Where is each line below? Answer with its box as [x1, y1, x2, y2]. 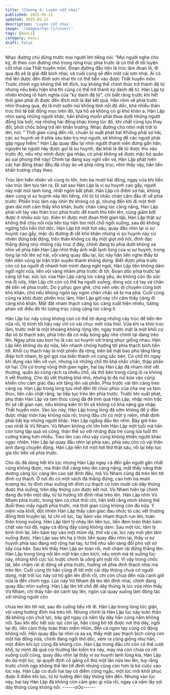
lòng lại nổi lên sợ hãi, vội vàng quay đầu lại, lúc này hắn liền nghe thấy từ [5, 252, 158, 258]
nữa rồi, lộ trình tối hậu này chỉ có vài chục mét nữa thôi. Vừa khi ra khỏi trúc [5, 320, 164, 327]
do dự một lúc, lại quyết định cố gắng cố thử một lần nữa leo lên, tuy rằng [5, 657, 158, 663]
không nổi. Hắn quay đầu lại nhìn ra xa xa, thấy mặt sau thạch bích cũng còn [5, 630, 164, 636]
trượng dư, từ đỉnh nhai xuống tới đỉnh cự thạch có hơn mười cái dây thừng [5, 481, 160, 487]
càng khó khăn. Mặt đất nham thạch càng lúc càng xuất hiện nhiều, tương [5, 300, 159, 306]
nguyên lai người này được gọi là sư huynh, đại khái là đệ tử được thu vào [5, 145, 157, 152]
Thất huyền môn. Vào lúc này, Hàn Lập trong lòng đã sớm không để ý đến [5, 406, 159, 412]
